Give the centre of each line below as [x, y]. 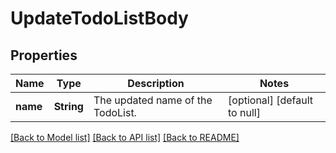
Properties [44, 55]
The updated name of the [153, 100]
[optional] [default [271, 100]
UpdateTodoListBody [99, 18]
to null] [244, 112]
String [68, 106]
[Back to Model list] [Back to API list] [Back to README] [125, 137]
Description [156, 83]
